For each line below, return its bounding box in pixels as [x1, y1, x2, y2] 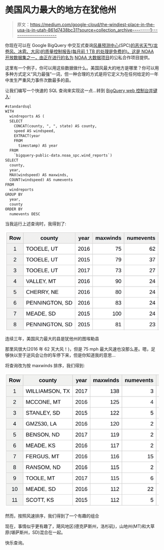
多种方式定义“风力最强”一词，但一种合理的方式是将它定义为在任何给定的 [5, 71, 150, 77]
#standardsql [5, 104, 32, 109]
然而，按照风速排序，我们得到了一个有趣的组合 [5, 513, 99, 519]
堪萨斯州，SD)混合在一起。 [11, 529, 66, 535]
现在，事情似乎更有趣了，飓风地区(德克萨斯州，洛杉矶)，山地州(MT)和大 [5, 523, 151, 529]
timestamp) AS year [18, 143, 58, 148]
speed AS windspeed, [14, 128, 56, 133]
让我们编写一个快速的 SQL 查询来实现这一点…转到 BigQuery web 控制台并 [5, 88, 153, 93]
